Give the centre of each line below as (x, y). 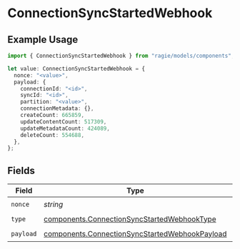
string (54, 204)
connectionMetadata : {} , (57, 108)
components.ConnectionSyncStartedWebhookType (130, 219)
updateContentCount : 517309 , (64, 122)
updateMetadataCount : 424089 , (65, 128)
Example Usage (43, 40)
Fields (21, 170)
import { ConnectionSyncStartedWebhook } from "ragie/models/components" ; (121, 56)
